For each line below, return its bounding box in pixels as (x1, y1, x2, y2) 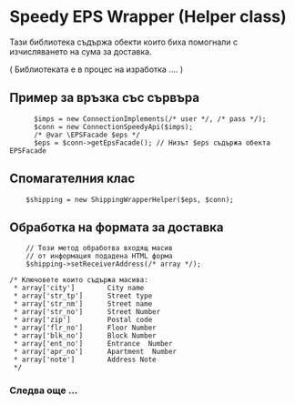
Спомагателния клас (9, 171, 136, 187)
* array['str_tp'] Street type (13, 291, 153, 301)
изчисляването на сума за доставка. (9, 46, 152, 56)
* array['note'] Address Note (13, 355, 157, 365)
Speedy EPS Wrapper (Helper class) (9, 6, 287, 27)
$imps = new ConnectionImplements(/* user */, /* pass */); (33, 114, 267, 124)
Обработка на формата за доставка (9, 219, 224, 235)
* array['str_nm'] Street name (13, 299, 153, 309)
